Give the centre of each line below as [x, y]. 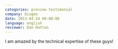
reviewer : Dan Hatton [27, 28]
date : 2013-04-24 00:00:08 [32, 18]
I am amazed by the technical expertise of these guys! [59, 41]
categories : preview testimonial [39, 9]
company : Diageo [21, 14]
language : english [24, 23]
